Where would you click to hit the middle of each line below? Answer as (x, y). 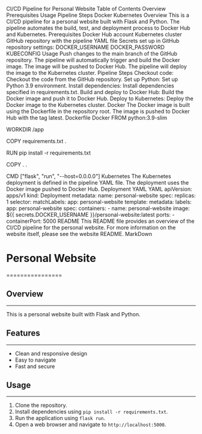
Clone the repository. (41, 405)
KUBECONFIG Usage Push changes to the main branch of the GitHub (92, 53)
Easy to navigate (35, 360)
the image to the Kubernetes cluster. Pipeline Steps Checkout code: (90, 73)
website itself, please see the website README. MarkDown (79, 234)
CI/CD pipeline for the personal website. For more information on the (91, 228)
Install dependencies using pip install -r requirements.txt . (91, 412)
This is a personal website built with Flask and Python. (73, 314)
